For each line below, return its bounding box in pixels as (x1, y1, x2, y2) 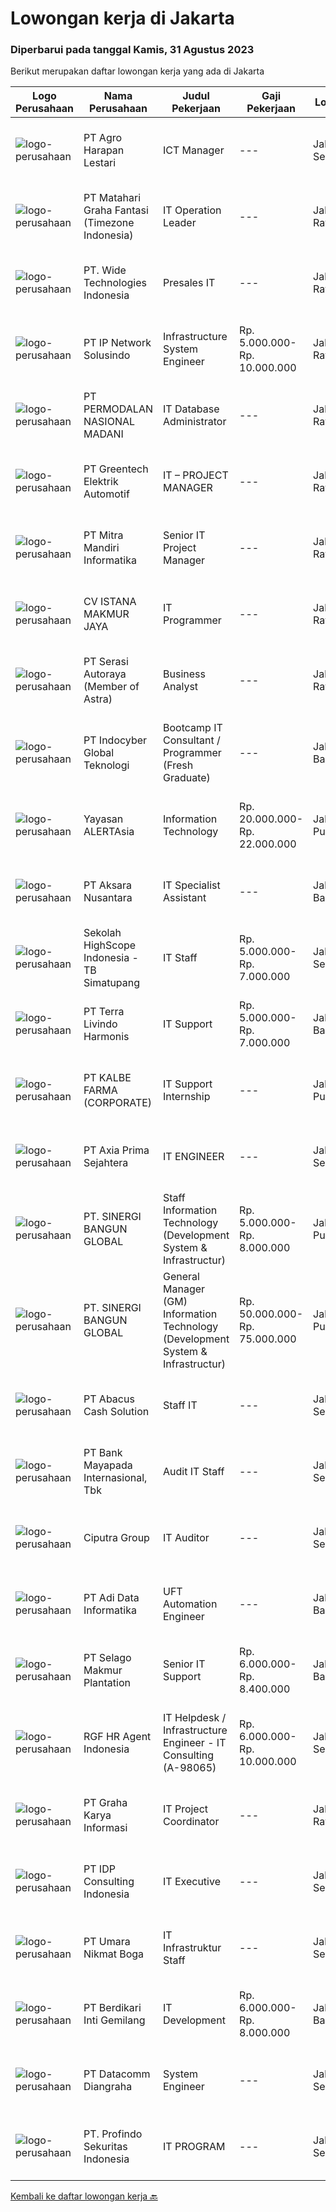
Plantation (83, 1676, 131, 1690)
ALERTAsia (83, 825, 135, 839)
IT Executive (163, 1875, 221, 1889)
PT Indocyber (83, 733, 148, 747)
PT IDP (83, 1862, 116, 1876)
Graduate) (163, 771, 211, 785)
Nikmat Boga (83, 1947, 145, 1961)
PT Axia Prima (83, 1143, 150, 1157)
